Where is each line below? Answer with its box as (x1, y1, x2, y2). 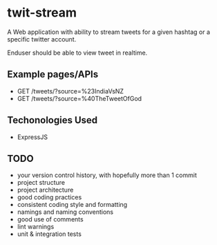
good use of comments (17, 215, 84, 224)
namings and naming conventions (17, 208, 114, 216)
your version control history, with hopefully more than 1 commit (17, 171, 197, 179)
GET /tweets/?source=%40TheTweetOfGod (17, 94, 142, 102)
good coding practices (17, 193, 82, 201)
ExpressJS (17, 133, 48, 141)
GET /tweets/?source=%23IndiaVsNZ (17, 87, 124, 95)
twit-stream (7, 5, 77, 21)
